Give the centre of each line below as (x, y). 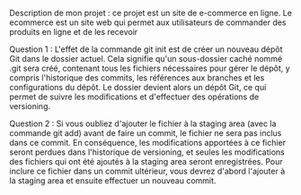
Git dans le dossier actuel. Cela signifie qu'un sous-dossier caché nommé (146, 59)
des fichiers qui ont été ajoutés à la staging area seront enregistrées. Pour (146, 161)
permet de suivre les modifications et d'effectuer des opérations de (134, 97)
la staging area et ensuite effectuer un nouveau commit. (113, 181)
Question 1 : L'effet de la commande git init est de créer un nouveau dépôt (146, 49)
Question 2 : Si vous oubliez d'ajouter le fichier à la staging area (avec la (143, 123)
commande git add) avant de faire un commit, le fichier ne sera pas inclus (146, 133)
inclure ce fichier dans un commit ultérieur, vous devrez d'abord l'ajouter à (147, 171)
